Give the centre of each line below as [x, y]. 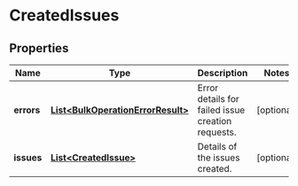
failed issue [221, 110]
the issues [219, 158]
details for [218, 99]
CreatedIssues [64, 15]
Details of [217, 147]
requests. [217, 132]
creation [215, 121]
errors [27, 110]
